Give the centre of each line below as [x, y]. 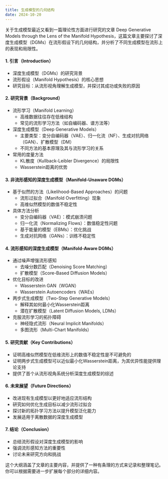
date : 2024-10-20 [23, 15]
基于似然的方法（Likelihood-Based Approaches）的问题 [70, 192]
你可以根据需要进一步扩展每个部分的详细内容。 [53, 471]
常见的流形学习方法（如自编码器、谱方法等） [66, 123]
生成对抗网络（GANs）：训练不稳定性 [58, 236]
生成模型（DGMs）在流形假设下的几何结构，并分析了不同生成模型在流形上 [86, 42]
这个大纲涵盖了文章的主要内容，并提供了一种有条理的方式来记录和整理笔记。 [84, 465]
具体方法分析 [26, 211]
